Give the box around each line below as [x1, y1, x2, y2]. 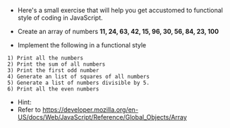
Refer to [17, 105, 41, 114]
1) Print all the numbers [7, 54, 83, 62]
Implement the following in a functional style [17, 41, 147, 49]
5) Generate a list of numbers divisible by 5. [7, 79, 150, 86]
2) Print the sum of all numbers [7, 61, 106, 68]
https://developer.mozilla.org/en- [42, 105, 139, 114]
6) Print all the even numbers [7, 86, 99, 93]
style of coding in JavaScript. [17, 13, 104, 22]
